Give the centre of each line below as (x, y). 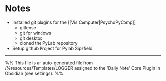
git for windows (36, 33)
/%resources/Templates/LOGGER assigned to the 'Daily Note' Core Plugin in (83, 68)
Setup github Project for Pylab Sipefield (52, 48)
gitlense (28, 27)
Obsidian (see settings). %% (34, 73)
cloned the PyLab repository (48, 43)
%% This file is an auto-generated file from (49, 63)
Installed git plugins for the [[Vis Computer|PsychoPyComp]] (74, 22)
